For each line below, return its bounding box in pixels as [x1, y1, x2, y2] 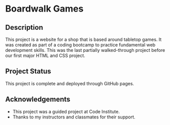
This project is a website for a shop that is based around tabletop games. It [5, 36, 162, 42]
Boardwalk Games [5, 3, 84, 15]
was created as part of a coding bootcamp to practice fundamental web [5, 42, 156, 48]
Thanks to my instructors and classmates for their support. [12, 114, 135, 120]
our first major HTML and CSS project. [5, 52, 85, 58]
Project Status [5, 67, 52, 76]
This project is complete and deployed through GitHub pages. [5, 80, 134, 86]
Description [5, 23, 43, 32]
